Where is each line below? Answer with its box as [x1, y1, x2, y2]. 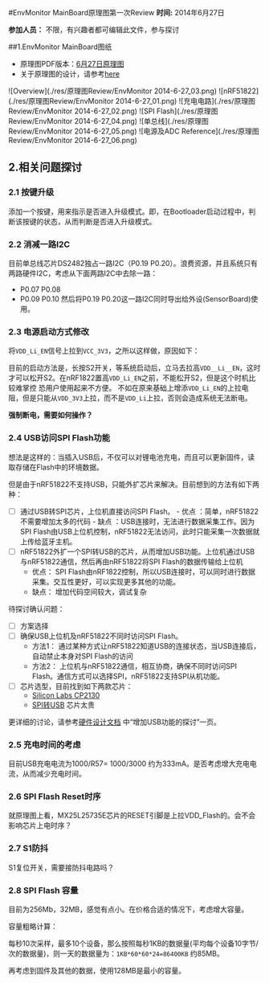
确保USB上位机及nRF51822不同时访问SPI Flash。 [19, 631, 183, 641]
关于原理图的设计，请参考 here [19, 69, 120, 79]
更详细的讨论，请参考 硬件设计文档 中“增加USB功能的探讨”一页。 [8, 717, 221, 727]
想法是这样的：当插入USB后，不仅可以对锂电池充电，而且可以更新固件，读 [8, 452, 255, 461]
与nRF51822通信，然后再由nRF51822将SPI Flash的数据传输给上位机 [19, 556, 243, 566]
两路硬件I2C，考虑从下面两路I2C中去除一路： [8, 268, 158, 278]
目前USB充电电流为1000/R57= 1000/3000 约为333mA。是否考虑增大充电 [8, 759, 251, 768]
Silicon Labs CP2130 [31, 690, 100, 700]
